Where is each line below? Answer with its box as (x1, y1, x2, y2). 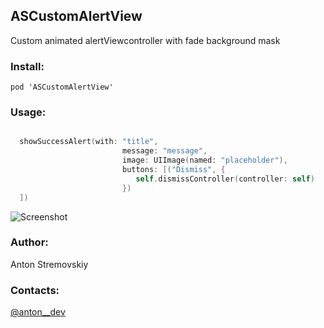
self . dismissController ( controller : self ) (135, 174, 315, 184)
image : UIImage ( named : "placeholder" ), (121, 155, 288, 166)
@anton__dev (10, 306, 66, 318)
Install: (10, 59, 45, 73)
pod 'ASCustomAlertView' (10, 82, 114, 93)
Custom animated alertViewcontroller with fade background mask (10, 34, 281, 46)
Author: (10, 235, 49, 249)
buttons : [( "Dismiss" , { (121, 165, 226, 175)
